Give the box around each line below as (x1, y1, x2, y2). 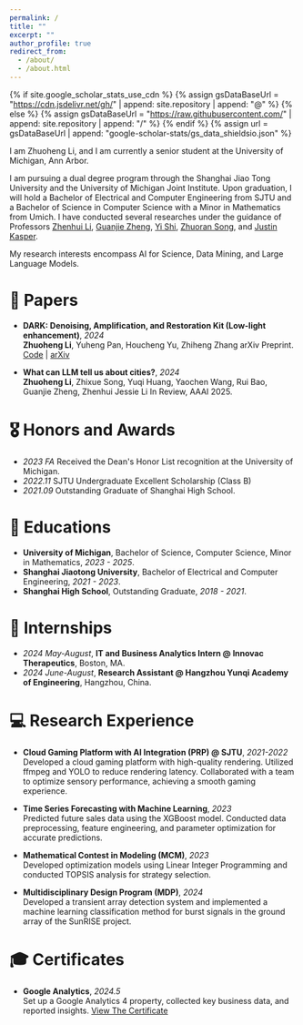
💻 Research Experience (9, 710, 195, 731)
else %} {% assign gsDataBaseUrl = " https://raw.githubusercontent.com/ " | (9, 108, 292, 119)
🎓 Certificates (9, 949, 125, 969)
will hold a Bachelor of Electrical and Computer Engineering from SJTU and (9, 192, 292, 203)
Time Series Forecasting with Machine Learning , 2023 (22, 803, 232, 814)
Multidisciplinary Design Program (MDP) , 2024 (22, 887, 203, 898)
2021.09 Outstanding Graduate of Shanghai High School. (22, 484, 236, 496)
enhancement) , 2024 (22, 330, 105, 340)
